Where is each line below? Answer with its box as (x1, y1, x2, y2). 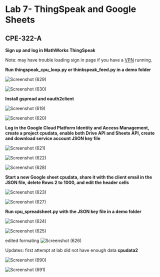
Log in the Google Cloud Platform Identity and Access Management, (5, 125, 149, 130)
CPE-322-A (5, 34, 42, 42)
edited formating (5, 237, 39, 243)
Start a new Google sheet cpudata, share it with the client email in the (5, 174, 152, 180)
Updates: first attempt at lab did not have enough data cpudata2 (5, 247, 138, 253)
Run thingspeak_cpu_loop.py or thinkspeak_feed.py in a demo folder (5, 66, 151, 72)
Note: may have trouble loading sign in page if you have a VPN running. (5, 57, 152, 63)
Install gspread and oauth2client (5, 96, 74, 101)
